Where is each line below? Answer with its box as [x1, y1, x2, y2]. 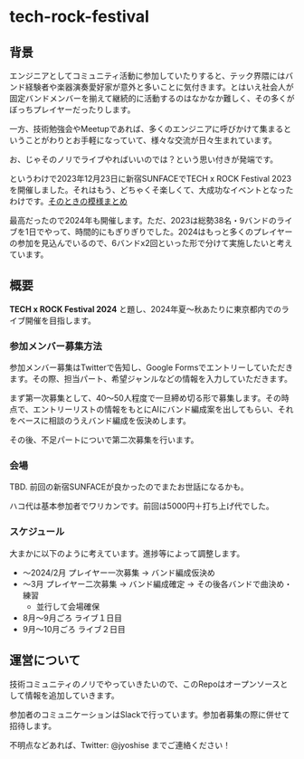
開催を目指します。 [24, 315, 97, 326]
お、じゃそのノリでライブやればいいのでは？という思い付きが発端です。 [9, 154, 279, 165]
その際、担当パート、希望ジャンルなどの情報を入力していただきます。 [32, 374, 292, 384]
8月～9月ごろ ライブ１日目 [22, 612, 123, 623]
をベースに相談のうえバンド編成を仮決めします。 [9, 415, 192, 426]
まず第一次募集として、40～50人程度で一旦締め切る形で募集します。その [9, 393, 282, 403]
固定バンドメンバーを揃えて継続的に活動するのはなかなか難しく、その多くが [9, 93, 295, 103]
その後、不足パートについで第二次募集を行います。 [9, 434, 199, 445]
